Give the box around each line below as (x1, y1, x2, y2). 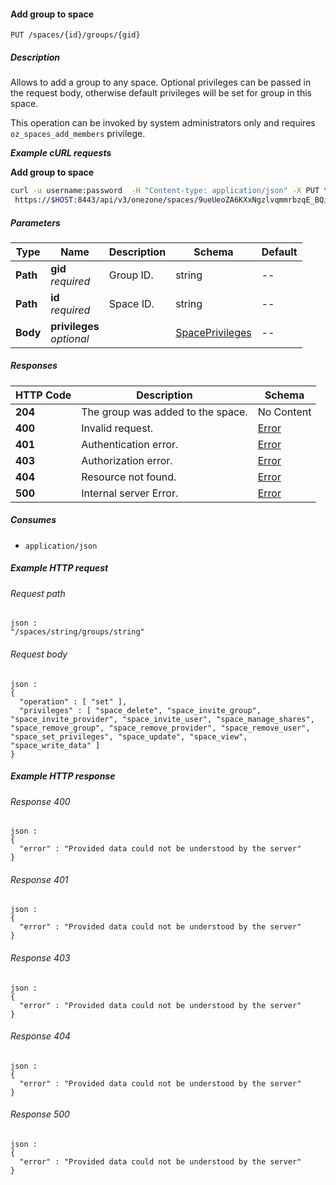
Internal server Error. (81, 486, 179, 500)
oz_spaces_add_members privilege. (10, 128, 146, 140)
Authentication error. (81, 437, 179, 451)
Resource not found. (81, 470, 177, 484)
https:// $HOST (14, 195, 74, 205)
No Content (257, 405, 312, 419)
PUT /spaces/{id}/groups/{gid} (10, 30, 141, 40)
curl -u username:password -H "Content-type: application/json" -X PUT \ (10, 186, 329, 196)
